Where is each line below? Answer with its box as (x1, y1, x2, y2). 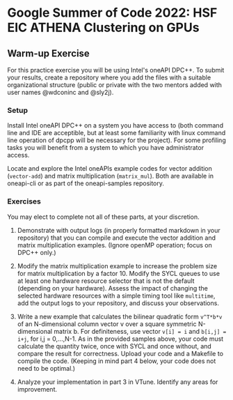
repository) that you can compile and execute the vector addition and (17, 233, 216, 242)
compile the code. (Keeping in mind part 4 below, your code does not (17, 357, 216, 365)
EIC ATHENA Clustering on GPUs (7, 20, 200, 36)
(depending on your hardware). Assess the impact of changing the (17, 284, 209, 292)
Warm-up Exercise (7, 47, 90, 59)
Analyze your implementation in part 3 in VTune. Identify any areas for (17, 378, 218, 386)
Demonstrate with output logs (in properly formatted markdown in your (17, 226, 220, 234)
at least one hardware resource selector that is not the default (17, 277, 195, 285)
